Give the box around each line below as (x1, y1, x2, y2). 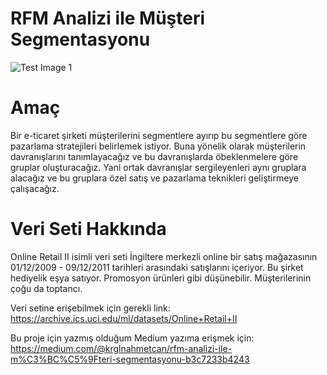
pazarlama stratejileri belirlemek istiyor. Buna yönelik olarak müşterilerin (10, 140, 307, 152)
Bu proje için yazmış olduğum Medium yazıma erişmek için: (10, 332, 255, 344)
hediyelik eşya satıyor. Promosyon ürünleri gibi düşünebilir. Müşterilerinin (10, 272, 312, 284)
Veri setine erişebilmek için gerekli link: (10, 302, 171, 314)
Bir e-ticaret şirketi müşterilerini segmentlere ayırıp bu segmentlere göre (10, 129, 308, 141)
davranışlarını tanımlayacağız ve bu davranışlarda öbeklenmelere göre (10, 150, 299, 162)
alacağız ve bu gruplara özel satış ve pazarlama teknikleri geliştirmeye (10, 172, 299, 184)
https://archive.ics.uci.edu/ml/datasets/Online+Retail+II (10, 312, 238, 324)
